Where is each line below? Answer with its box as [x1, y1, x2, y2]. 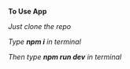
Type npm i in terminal [8, 37, 81, 46]
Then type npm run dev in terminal [8, 53, 122, 61]
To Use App [8, 7, 47, 16]
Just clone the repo [8, 22, 72, 31]
